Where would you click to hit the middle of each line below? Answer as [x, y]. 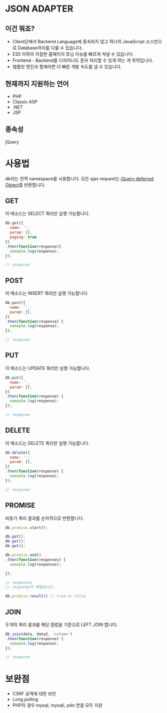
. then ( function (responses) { [35, 560]
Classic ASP [25, 101]
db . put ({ [14, 378]
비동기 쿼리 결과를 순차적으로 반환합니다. [44, 518]
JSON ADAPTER [39, 9]
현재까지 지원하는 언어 [37, 84]
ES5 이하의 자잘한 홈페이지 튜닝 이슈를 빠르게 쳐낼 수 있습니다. [73, 54]
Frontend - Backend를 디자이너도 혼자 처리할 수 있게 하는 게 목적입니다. [83, 60]
